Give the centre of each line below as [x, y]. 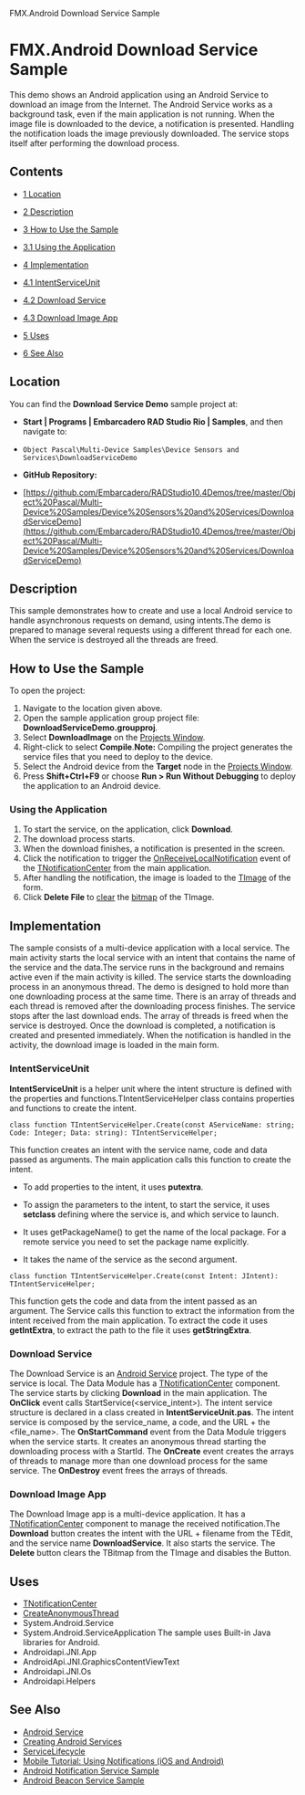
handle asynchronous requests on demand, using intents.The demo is [140, 621]
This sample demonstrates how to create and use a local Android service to [151, 611]
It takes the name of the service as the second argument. [130, 1259]
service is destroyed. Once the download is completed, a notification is [142, 1025]
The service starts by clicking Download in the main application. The [138, 1392]
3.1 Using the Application [69, 247]
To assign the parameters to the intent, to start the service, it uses [146, 1204]
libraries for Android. [61, 1642]
